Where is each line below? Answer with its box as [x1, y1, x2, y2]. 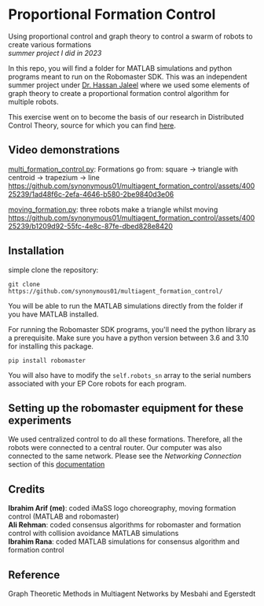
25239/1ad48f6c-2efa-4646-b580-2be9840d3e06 [8, 189, 174, 198]
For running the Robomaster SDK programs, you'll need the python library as [8, 324, 256, 334]
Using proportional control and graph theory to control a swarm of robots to [8, 31, 253, 41]
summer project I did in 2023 [8, 48, 102, 57]
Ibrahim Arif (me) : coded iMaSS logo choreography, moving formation [8, 504, 236, 513]
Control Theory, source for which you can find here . [8, 120, 177, 130]
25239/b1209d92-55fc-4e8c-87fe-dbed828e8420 [8, 221, 173, 231]
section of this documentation [8, 460, 105, 469]
